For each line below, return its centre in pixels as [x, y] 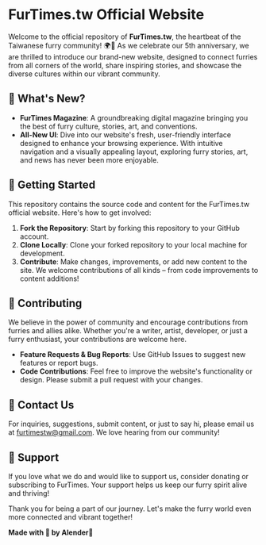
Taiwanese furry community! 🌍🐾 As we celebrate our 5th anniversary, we [129, 45]
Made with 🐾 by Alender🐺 [51, 532]
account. [34, 236]
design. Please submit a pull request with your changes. [111, 380]
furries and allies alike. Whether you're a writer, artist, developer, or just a [128, 331]
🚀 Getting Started [52, 185]
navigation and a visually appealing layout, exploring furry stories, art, [134, 152]
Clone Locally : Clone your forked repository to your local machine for [133, 244]
